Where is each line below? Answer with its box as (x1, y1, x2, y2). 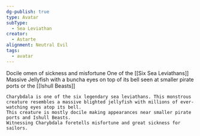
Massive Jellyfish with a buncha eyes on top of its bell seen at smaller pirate (6, 76, 194, 83)
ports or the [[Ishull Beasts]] (6, 82, 76, 89)
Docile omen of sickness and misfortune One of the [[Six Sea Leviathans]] (6, 69, 189, 76)
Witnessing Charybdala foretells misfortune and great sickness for (6, 120, 181, 126)
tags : (6, 48, 20, 54)
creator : (6, 31, 28, 37)
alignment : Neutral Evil (6, 42, 68, 48)
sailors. (6, 125, 28, 131)
